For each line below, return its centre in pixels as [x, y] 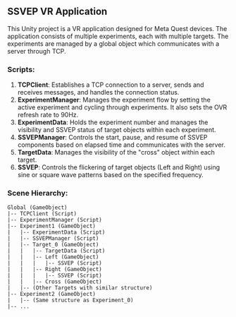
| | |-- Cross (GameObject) [55, 282]
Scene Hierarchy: [38, 193]
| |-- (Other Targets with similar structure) [80, 288]
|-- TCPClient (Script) [42, 214]
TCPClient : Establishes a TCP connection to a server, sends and [111, 85]
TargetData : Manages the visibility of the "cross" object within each [116, 152]
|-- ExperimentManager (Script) [55, 220]
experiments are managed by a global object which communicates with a [113, 43]
